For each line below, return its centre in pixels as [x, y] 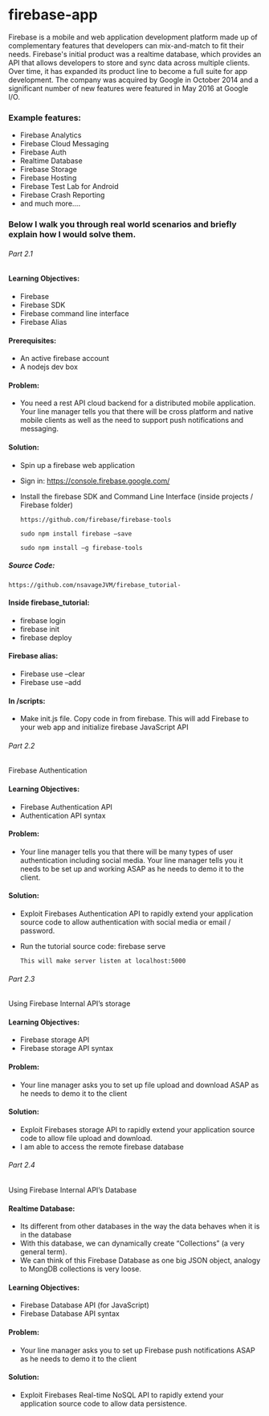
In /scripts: [27, 700]
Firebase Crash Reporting [62, 195]
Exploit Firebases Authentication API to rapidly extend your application [137, 913]
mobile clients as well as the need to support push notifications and [131, 421]
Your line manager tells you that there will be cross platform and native [137, 412]
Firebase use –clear [53, 674]
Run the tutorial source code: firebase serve [93, 946]
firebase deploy [46, 638]
